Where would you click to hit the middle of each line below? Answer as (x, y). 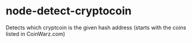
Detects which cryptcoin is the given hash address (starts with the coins (96, 27)
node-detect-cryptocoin (69, 11)
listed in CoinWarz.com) (36, 33)
